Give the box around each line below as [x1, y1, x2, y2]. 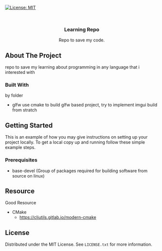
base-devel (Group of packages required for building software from [12, 168, 147, 174]
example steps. [5, 144, 36, 150]
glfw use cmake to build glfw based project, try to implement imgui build [12, 102, 158, 108]
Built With [5, 82, 29, 89]
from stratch [12, 107, 37, 113]
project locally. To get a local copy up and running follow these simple [5, 139, 145, 145]
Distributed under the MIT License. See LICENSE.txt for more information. [5, 241, 152, 248]
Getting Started [5, 121, 53, 129]
